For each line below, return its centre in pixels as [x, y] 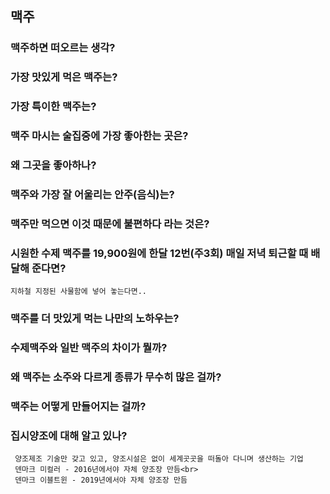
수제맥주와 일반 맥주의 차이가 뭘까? [89, 347]
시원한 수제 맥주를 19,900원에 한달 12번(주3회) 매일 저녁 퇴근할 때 [159, 253]
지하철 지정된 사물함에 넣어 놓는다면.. [78, 292]
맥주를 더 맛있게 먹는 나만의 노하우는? [95, 319]
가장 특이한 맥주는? [53, 107]
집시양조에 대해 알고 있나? [69, 435]
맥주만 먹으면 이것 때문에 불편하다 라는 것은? [110, 224]
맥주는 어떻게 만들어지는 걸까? [78, 406]
